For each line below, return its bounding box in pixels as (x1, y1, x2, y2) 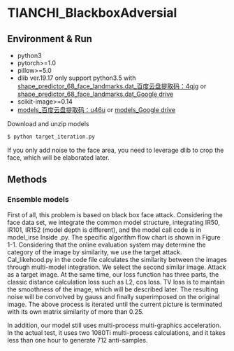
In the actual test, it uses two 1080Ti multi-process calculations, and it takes (7, 328, 226, 337)
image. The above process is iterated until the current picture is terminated (7, 300, 223, 308)
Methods (7, 174, 47, 186)
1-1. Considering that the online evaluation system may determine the (7, 240, 206, 249)
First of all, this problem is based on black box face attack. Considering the (7, 210, 224, 219)
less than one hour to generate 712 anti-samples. (7, 336, 148, 344)
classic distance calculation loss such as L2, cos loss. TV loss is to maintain (7, 277, 225, 286)
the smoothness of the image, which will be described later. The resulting (7, 285, 219, 294)
